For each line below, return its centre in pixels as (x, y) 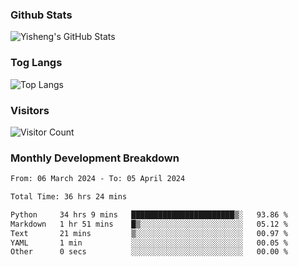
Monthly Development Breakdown (95, 158)
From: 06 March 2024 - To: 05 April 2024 (98, 179)
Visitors (30, 110)
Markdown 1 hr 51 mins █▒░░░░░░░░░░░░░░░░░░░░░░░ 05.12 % (149, 224)
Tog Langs (36, 63)
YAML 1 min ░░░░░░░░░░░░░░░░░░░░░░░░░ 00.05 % (149, 243)
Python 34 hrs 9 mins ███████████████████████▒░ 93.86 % (149, 214)
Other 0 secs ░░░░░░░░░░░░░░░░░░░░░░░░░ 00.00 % (149, 252)
